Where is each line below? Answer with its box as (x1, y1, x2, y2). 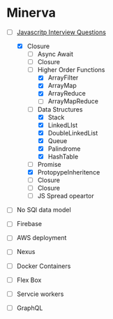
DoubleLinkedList (47, 128, 98, 137)
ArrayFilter (47, 73, 79, 82)
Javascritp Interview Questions (16, 28, 106, 36)
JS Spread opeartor (37, 192, 95, 200)
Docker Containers (16, 262, 71, 270)
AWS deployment (16, 234, 67, 242)
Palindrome (47, 144, 81, 153)
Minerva (6, 5, 56, 21)
